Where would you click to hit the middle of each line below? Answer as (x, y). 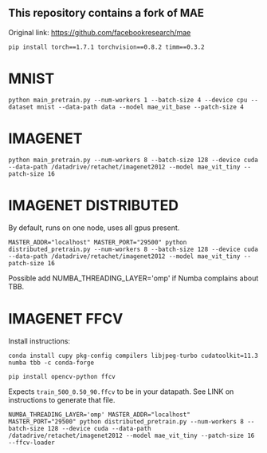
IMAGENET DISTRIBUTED (94, 205)
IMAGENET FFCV (66, 318)
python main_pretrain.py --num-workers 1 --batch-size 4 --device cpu (128, 100)
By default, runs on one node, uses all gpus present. (94, 228)
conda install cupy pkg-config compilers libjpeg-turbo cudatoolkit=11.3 (133, 356)
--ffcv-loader (32, 443)
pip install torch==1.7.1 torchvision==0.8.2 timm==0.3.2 (106, 47)
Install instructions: (39, 341)
